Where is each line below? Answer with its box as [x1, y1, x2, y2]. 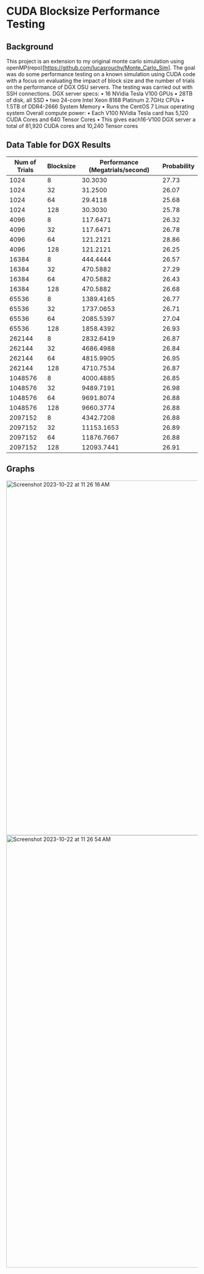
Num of [14, 158, 36, 166]
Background [6, 41, 53, 52]
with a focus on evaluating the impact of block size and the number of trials [6, 77, 195, 84]
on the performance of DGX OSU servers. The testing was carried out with [6, 83, 193, 91]
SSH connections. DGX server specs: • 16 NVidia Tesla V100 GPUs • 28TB [6, 90, 193, 97]
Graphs [6, 464, 35, 474]
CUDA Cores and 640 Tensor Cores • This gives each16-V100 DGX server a [6, 116, 196, 123]
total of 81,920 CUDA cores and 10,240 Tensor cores [6, 122, 138, 129]
